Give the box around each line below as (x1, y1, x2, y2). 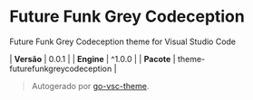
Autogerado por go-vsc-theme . (31, 80, 150, 91)
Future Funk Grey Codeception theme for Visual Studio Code (9, 36, 237, 47)
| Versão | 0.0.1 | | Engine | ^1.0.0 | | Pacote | (9, 53, 176, 64)
